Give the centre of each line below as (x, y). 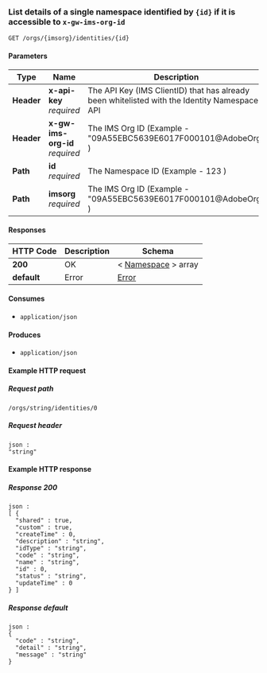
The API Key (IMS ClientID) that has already (168, 90)
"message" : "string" (51, 655)
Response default (38, 608)
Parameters (28, 56)
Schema (158, 251)
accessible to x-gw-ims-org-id (67, 21)
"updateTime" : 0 (44, 583)
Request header (35, 426)
